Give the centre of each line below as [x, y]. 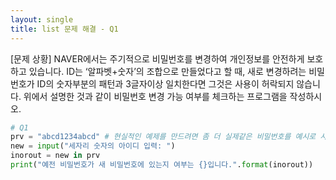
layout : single [42, 19]
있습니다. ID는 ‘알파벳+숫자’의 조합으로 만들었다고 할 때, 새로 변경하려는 [167, 71]
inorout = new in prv [55, 156]
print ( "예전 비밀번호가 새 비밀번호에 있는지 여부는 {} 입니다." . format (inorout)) [162, 165]
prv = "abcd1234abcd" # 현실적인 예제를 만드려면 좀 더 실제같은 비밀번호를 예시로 [163, 137]
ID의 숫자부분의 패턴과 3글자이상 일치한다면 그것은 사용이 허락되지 [165, 83]
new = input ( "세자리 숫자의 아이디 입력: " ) [93, 146]
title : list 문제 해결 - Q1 [64, 29]
